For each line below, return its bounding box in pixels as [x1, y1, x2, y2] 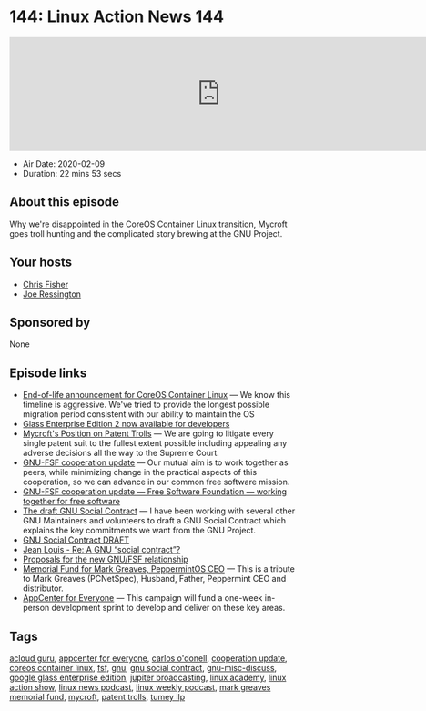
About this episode [9, 194, 120, 210]
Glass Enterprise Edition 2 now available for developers [22, 419, 230, 430]
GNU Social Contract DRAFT [22, 534, 130, 545]
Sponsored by [9, 314, 91, 330]
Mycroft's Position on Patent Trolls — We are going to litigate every [22, 428, 275, 439]
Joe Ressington [22, 289, 82, 300]
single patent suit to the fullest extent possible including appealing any [22, 438, 288, 449]
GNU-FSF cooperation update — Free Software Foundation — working [22, 486, 288, 497]
